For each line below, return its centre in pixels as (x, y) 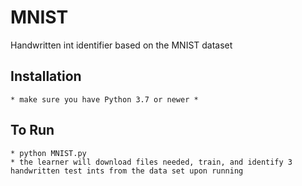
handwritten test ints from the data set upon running (127, 171)
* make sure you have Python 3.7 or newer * (104, 99)
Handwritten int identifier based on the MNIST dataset (121, 45)
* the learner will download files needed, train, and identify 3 (151, 162)
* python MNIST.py (48, 153)
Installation (46, 76)
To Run (32, 130)
